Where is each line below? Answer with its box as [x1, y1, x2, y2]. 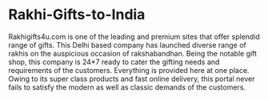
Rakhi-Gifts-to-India [8, 6, 146, 24]
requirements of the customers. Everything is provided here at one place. [8, 65, 250, 75]
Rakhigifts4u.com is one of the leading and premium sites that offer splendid [8, 32, 260, 41]
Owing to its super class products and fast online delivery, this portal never [8, 74, 255, 83]
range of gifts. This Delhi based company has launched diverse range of [8, 40, 246, 49]
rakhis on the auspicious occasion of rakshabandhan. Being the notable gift [8, 48, 258, 58]
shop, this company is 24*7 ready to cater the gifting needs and [8, 57, 220, 67]
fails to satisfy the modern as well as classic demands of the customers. [8, 82, 246, 92]
